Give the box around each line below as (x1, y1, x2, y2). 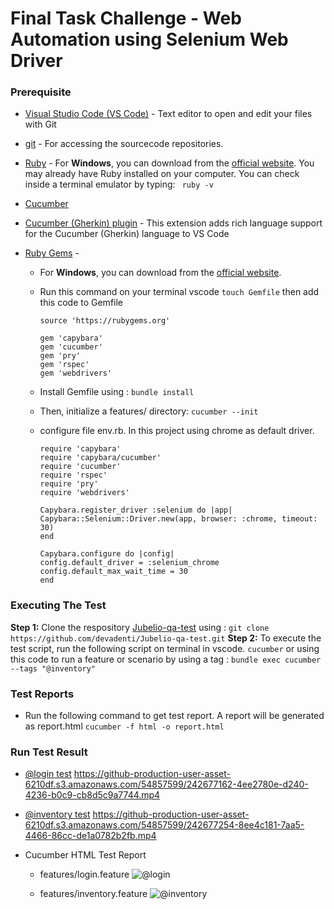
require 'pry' (39, 479, 99, 489)
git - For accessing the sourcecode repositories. (24, 138, 224, 150)
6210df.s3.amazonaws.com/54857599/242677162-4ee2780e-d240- (24, 778, 309, 791)
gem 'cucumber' (39, 342, 103, 352)
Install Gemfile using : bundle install (39, 386, 195, 398)
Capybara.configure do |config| (39, 549, 175, 559)
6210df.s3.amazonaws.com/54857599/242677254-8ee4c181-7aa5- (24, 819, 305, 831)
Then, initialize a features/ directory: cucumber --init (39, 405, 259, 417)
